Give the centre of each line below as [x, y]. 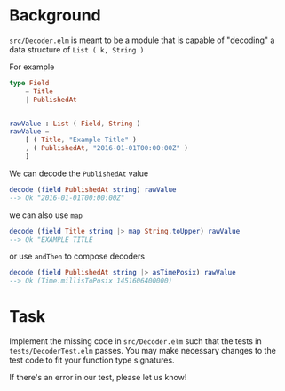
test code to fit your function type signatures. [92, 360]
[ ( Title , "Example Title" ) [81, 140]
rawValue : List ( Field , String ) [75, 124]
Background [55, 16]
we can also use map [46, 215]
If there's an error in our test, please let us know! [98, 378]
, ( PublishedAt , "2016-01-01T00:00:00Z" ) [107, 148]
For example [32, 67]
